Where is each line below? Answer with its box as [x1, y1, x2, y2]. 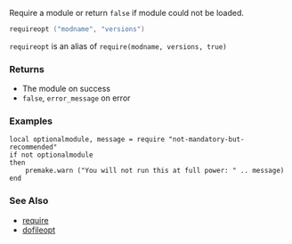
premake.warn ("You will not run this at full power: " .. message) [25, 167, 285, 175]
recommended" [9, 142, 58, 152]
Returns [9, 62, 45, 75]
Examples [9, 115, 53, 127]
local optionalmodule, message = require [9, 135, 166, 144]
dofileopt [21, 224, 56, 235]
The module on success [21, 84, 111, 94]
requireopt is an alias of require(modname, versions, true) [9, 40, 227, 52]
